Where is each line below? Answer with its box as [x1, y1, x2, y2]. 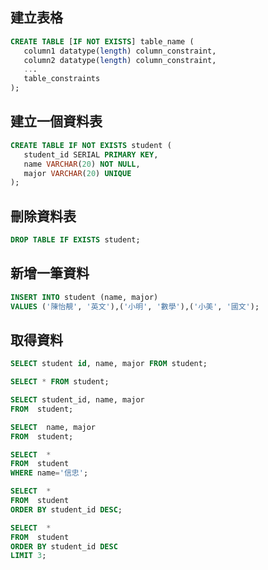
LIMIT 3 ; [10, 551, 47, 561]
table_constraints [23, 74, 101, 84]
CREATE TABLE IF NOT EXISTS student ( [10, 140, 172, 150]
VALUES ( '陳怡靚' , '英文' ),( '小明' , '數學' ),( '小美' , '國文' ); [10, 301, 260, 312]
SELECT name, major [10, 422, 97, 432]
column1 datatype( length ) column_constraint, [23, 46, 217, 56]
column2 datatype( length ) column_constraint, [23, 55, 217, 65]
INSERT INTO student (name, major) [10, 292, 159, 302]
